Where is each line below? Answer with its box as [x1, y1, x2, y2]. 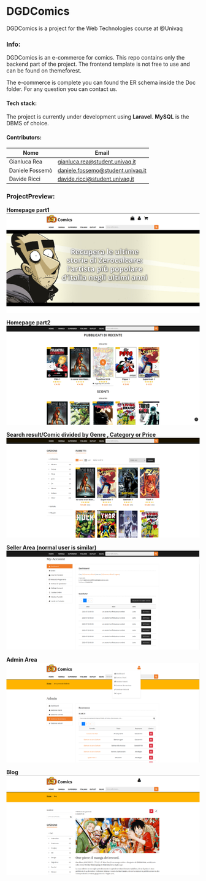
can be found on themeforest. [6, 67, 82, 74]
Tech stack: [6, 100, 37, 107]
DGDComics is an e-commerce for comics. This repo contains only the [6, 54, 185, 61]
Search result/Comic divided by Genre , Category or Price [6, 431, 156, 439]
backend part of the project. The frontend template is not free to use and [6, 60, 190, 68]
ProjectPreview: [6, 192, 55, 201]
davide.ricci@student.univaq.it [57, 175, 134, 182]
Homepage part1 [6, 206, 50, 213]
